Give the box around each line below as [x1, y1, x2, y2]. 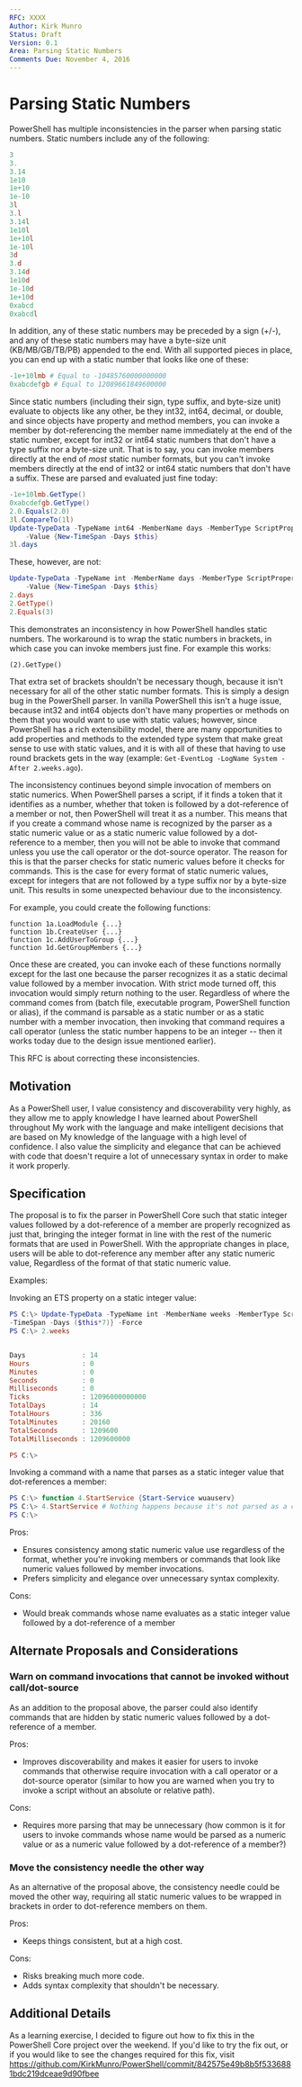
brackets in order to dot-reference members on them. [9, 1901, 209, 1912]
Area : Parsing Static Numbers [9, 47, 123, 56]
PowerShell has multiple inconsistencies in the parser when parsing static [9, 123, 282, 134]
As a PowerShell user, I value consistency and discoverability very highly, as [9, 1103, 292, 1114]
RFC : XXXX [9, 13, 47, 22]
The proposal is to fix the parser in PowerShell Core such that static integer [9, 1210, 288, 1221]
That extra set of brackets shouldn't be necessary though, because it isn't [9, 676, 283, 686]
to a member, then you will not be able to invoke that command [47, 837, 280, 847]
